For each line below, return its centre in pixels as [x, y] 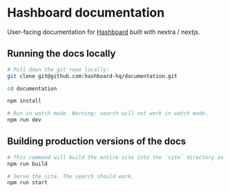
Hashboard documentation [86, 13]
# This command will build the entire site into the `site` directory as [116, 157]
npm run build [28, 164]
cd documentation [32, 89]
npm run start [28, 183]
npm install [24, 101]
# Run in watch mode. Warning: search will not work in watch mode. [108, 113]
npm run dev [24, 120]
